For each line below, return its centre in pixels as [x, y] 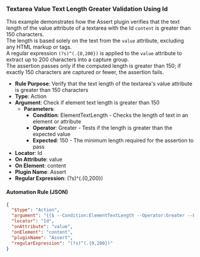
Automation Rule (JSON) [37, 192]
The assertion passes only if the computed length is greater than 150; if [94, 66]
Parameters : [39, 109]
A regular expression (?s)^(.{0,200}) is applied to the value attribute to [94, 53]
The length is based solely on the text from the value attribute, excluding [95, 41]
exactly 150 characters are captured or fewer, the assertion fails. [85, 72]
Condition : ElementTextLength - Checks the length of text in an [110, 115]
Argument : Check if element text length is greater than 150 [87, 103]
